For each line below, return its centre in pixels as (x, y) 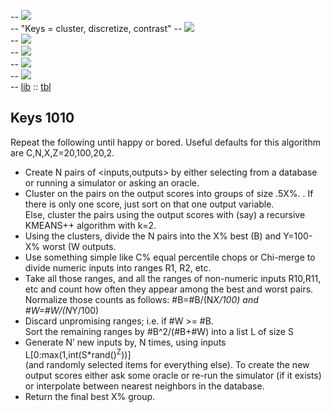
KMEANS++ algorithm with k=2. (90, 225)
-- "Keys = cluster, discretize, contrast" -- (96, 28)
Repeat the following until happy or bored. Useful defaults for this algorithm (165, 142)
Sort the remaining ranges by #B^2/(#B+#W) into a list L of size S (159, 331)
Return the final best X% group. (90, 397)
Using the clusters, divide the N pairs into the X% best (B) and (153, 236)
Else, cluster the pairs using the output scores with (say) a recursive (165, 214)
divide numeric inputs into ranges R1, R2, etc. (118, 267)
